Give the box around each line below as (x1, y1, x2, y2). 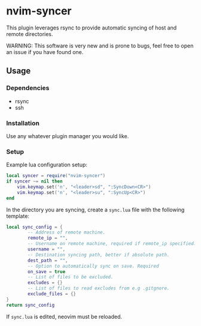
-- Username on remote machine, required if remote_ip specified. (28, 241, 197, 247)
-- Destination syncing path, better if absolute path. (28, 252, 170, 258)
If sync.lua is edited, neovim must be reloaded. (6, 313, 123, 320)
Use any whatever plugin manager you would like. (6, 132, 129, 139)
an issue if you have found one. (6, 48, 84, 55)
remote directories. (6, 30, 53, 37)
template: (6, 212, 30, 220)
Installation (6, 119, 40, 127)
